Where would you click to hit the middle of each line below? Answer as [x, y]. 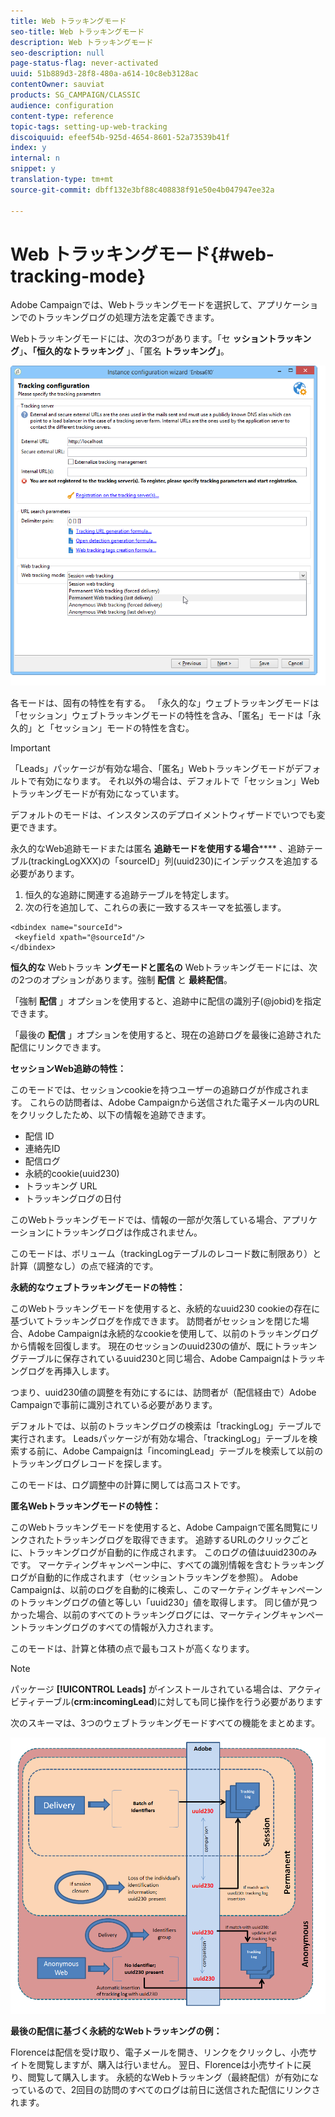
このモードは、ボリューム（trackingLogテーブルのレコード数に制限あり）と [166, 1253]
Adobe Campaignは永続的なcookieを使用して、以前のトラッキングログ [173, 1333]
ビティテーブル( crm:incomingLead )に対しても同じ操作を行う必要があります [166, 1701]
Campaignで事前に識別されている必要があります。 [114, 1404]
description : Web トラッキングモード [82, 42]
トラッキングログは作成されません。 [128, 1232]
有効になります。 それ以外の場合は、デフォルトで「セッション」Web [178, 781]
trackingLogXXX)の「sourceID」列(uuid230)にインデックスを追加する [175, 861]
